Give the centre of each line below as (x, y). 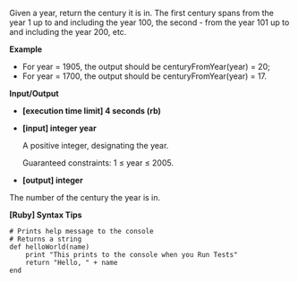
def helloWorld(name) (50, 247)
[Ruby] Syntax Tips (46, 215)
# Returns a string (46, 239)
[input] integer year (59, 128)
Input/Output (34, 94)
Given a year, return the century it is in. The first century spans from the (142, 13)
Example (26, 49)
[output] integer (52, 180)
